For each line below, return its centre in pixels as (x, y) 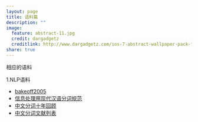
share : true (21, 50)
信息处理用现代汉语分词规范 (48, 98)
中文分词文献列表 (35, 113)
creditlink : (26, 45)
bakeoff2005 (30, 91)
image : (14, 28)
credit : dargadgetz (35, 39)
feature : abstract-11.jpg (43, 33)
